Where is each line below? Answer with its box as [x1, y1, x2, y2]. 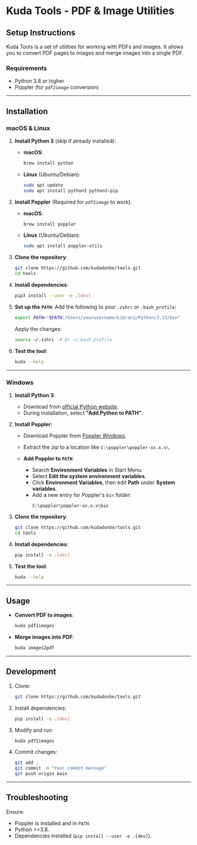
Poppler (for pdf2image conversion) [14, 84, 99, 91]
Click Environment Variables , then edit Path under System [32, 479, 176, 486]
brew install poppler [23, 221, 76, 227]
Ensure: [6, 808, 25, 815]
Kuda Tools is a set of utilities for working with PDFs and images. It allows [6, 43, 184, 50]
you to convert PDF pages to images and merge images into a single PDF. [6, 49, 184, 57]
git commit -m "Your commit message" [14, 766, 107, 771]
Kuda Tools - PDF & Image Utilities [6, 4, 175, 18]
